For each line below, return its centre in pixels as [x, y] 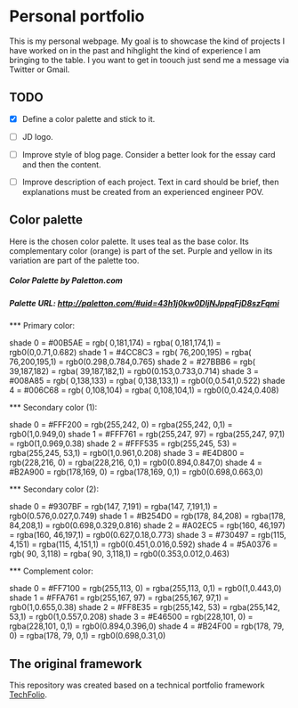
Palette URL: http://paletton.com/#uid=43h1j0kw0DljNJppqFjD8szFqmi [145, 303]
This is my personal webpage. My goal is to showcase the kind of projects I [147, 41]
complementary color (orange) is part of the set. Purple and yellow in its [141, 250]
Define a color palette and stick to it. [89, 118]
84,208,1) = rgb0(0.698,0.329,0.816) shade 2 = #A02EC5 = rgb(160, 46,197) [148, 525]
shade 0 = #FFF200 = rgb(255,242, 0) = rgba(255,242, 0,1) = [121, 425]
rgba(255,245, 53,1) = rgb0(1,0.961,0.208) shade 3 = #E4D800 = [127, 453]
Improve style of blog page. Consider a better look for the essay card [149, 154]
